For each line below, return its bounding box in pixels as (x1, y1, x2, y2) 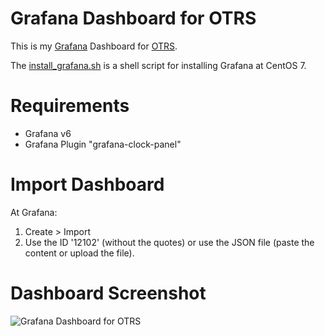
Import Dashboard (10, 173, 165, 196)
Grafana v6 (24, 127, 72, 139)
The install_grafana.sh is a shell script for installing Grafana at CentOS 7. (10, 59, 307, 71)
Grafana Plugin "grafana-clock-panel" (24, 138, 182, 150)
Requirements (10, 95, 130, 117)
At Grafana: (10, 206, 58, 218)
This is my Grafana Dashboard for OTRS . (10, 40, 178, 52)
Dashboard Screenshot (10, 282, 207, 304)
